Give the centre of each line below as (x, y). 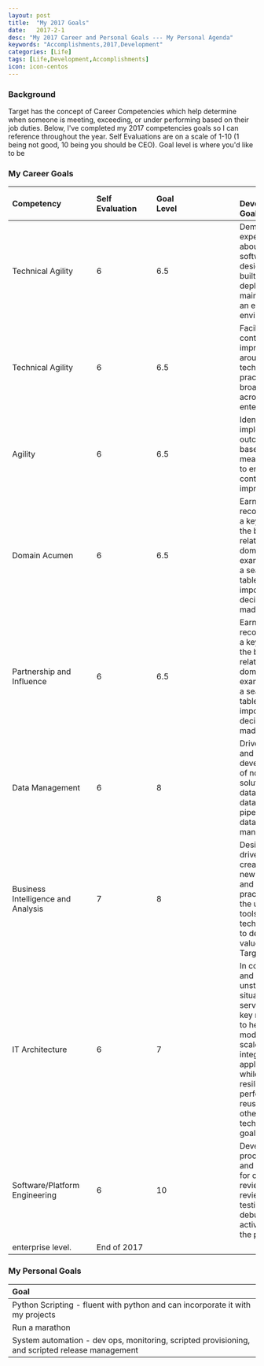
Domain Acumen (43, 556)
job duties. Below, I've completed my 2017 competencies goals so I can (123, 128)
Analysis (28, 909)
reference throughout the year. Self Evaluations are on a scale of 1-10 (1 (124, 137)
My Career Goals (41, 173)
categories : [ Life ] (40, 52)
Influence (29, 682)
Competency (37, 204)
